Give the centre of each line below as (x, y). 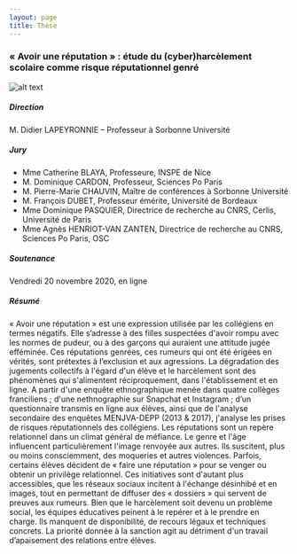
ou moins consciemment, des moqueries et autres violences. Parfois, (135, 455)
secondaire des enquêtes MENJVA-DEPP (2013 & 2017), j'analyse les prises (148, 417)
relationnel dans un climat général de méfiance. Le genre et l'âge (128, 436)
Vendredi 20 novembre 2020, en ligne (78, 281)
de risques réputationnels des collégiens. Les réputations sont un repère (141, 427)
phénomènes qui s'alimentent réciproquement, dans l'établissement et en (143, 380)
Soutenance (32, 259)
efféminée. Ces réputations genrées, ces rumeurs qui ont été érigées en (141, 352)
